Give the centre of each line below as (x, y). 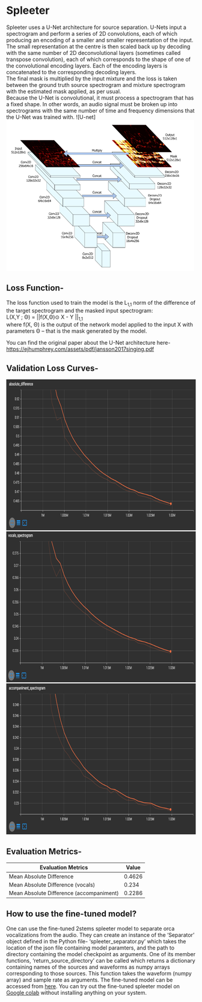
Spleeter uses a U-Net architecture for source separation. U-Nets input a (96, 27)
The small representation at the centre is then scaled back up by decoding (98, 46)
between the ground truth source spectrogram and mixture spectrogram (96, 85)
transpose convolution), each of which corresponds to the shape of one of (99, 59)
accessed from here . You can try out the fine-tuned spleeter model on (93, 986)
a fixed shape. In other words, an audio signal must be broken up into (92, 104)
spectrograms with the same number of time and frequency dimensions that (100, 110)
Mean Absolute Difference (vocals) (52, 884)
